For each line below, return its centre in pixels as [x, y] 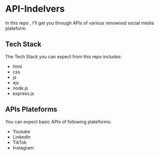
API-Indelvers [35, 9]
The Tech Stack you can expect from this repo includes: [64, 56]
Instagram [23, 147]
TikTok [19, 142]
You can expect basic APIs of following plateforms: [58, 121]
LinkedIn [22, 137]
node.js [21, 88]
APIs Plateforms [31, 110]
